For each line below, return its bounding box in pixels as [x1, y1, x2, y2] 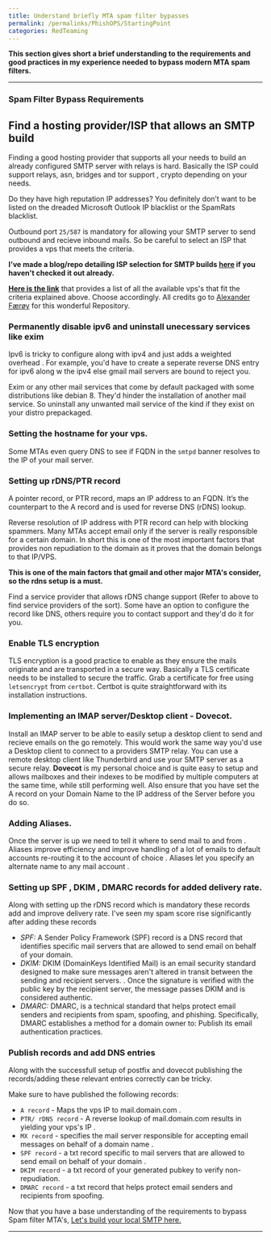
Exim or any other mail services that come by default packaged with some [8, 382, 255, 392]
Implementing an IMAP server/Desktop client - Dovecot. [8, 711, 232, 722]
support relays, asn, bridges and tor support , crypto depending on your [8, 170, 248, 180]
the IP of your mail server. [8, 455, 94, 465]
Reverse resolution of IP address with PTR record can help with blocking [8, 518, 248, 527]
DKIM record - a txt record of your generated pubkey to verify [19, 1165, 224, 1175]
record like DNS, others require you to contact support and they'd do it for [8, 609, 254, 618]
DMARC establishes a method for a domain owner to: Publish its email [19, 1018, 252, 1029]
